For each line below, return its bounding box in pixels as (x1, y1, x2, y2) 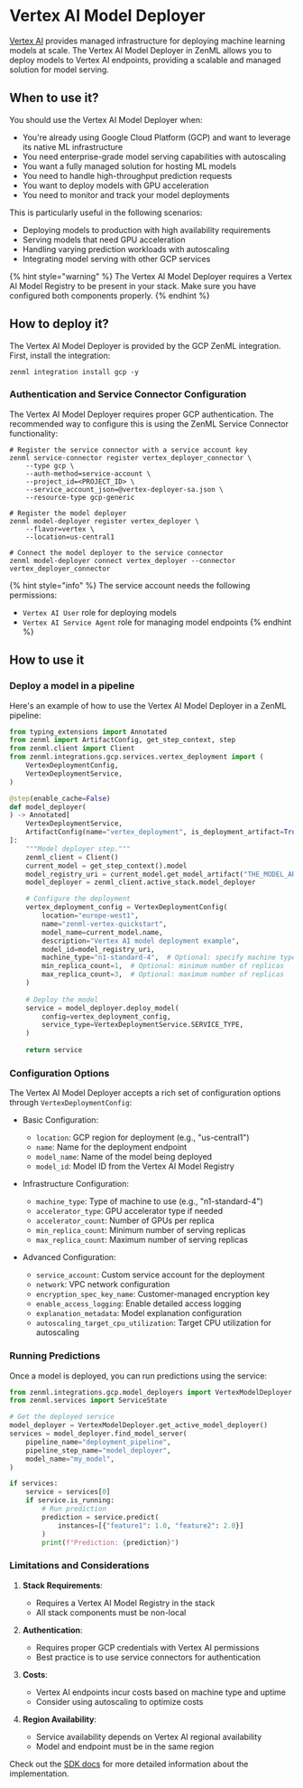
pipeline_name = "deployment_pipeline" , (25, 1437, 171, 1446)
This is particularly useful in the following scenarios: (9, 207, 203, 218)
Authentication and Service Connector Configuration (9, 388, 247, 400)
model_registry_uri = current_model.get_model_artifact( (25, 870, 244, 879)
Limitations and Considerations (9, 1559, 150, 1572)
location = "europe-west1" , (41, 911, 140, 920)
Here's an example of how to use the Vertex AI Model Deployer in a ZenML (9, 700, 287, 710)
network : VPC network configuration (35, 1279, 170, 1290)
